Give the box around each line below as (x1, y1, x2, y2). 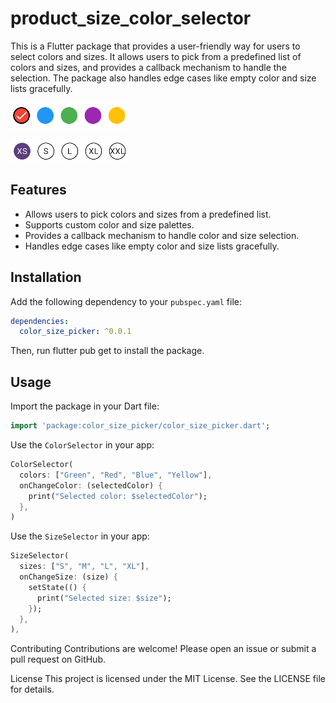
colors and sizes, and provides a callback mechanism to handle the (10, 61, 287, 73)
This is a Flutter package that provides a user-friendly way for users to (10, 40, 301, 52)
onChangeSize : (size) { (19, 572, 118, 582)
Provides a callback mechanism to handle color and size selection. (24, 229, 300, 241)
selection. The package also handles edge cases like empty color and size (10, 72, 317, 84)
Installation (10, 269, 82, 286)
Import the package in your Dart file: (10, 400, 160, 412)
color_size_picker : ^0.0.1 (19, 327, 132, 337)
